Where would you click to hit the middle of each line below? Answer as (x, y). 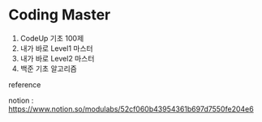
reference (25, 84)
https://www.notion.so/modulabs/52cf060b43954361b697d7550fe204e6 (131, 109)
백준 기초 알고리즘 (48, 68)
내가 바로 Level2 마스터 (57, 58)
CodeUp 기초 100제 (52, 38)
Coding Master (60, 15)
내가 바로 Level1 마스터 (56, 48)
